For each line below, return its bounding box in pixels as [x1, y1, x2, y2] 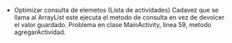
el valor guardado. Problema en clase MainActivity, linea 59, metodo [13, 21, 212, 28]
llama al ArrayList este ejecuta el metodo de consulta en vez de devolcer [13, 13, 225, 21]
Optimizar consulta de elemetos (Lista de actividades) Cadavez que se [13, 6, 219, 14]
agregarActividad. [13, 28, 66, 36]
